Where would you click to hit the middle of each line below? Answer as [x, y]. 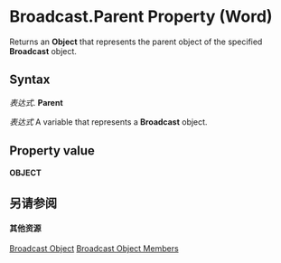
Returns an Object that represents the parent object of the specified [136, 42]
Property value [52, 151]
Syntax [30, 80]
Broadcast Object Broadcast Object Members [94, 249]
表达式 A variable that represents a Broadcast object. [108, 122]
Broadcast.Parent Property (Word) [141, 17]
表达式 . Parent [36, 102]
